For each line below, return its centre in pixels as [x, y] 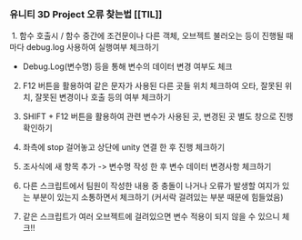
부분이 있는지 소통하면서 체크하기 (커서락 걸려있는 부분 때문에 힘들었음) [158, 197]
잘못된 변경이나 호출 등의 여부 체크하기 [103, 97]
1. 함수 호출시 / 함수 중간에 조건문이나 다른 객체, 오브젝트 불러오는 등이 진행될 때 [152, 36]
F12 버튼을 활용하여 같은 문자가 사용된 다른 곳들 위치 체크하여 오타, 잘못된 [153, 86]
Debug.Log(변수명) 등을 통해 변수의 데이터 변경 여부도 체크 [127, 66]
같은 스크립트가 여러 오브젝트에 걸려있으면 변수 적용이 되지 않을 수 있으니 [151, 216]
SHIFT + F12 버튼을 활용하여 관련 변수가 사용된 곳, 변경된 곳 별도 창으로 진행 [158, 116]
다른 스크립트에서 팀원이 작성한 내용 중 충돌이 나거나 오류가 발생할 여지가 [151, 186]
